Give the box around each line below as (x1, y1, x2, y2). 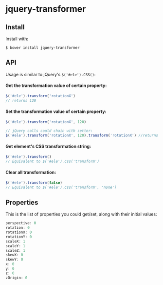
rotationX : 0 (5, 230, 32, 235)
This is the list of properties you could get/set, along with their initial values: (5, 211, 157, 217)
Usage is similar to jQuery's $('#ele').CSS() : (5, 71, 96, 77)
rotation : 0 (5, 225, 30, 230)
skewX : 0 (5, 253, 23, 258)
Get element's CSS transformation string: (5, 143, 91, 150)
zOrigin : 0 (5, 275, 28, 280)
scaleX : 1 (5, 239, 26, 244)
